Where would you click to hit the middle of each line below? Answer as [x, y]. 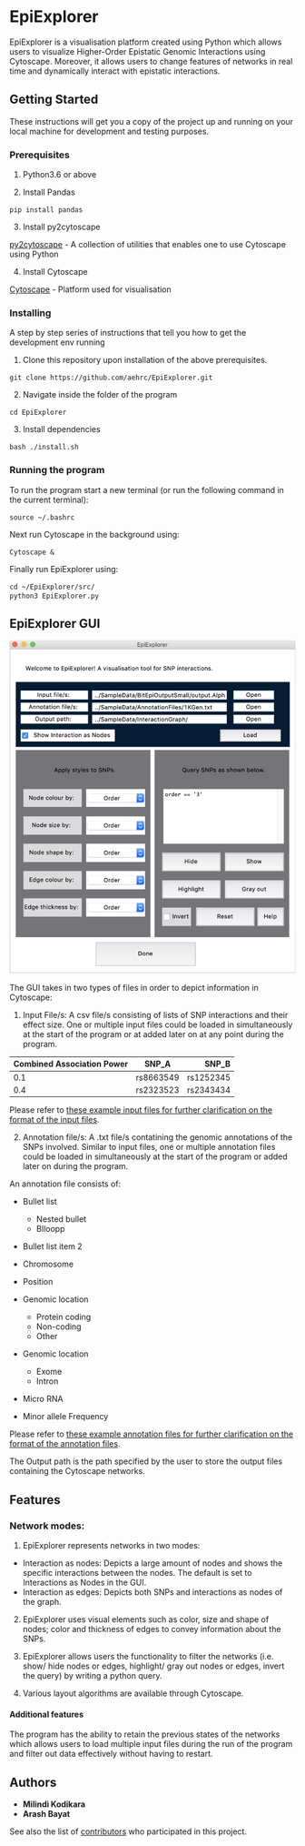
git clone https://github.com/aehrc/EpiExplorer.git [111, 378]
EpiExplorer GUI [55, 624]
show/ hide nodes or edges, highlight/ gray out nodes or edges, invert [153, 1666]
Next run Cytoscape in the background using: [94, 534]
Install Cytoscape [55, 272]
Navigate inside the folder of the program [100, 395]
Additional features [47, 1714]
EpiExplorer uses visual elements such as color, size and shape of [146, 1619]
